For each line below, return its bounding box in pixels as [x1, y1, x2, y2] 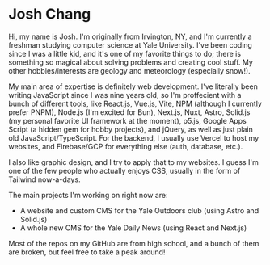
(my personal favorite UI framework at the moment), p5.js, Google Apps [8, 116, 247, 125]
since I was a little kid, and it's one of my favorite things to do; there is [8, 48, 241, 58]
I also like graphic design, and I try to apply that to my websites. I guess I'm [8, 157, 259, 166]
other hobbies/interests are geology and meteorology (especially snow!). [8, 65, 251, 75]
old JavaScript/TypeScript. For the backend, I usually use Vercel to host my [8, 132, 259, 142]
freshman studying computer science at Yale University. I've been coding [8, 40, 253, 49]
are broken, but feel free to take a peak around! [8, 247, 166, 257]
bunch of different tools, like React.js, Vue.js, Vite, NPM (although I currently [8, 99, 263, 108]
